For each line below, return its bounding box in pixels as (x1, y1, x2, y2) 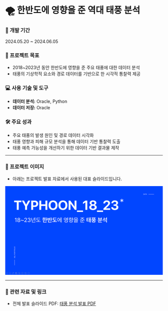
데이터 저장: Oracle (12, 105, 50, 111)
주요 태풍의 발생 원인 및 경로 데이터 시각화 (12, 132, 94, 138)
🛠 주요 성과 (5, 118, 32, 125)
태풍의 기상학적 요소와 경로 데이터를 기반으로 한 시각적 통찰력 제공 (12, 71, 141, 77)
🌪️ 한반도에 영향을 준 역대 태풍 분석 (5, 5, 140, 16)
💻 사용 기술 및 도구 (5, 84, 48, 91)
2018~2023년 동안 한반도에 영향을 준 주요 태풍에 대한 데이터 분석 (12, 64, 140, 70)
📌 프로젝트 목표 (5, 52, 39, 59)
